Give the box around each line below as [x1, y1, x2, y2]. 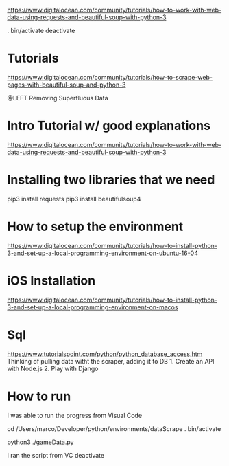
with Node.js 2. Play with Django [7, 364, 99, 373]
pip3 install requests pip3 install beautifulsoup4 [7, 195, 141, 203]
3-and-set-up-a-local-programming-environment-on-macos [7, 302, 178, 311]
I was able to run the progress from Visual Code [7, 411, 143, 419]
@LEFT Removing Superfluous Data [7, 93, 108, 102]
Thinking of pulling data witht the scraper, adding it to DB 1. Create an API [7, 357, 215, 365]
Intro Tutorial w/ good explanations [7, 118, 211, 133]
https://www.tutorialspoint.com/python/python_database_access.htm [7, 350, 203, 358]
